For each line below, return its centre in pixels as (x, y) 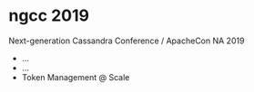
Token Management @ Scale (76, 77)
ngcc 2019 (49, 16)
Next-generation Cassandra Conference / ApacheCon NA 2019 (127, 41)
